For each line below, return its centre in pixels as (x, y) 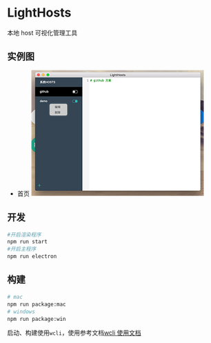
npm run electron (32, 257)
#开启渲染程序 (24, 234)
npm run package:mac (37, 304)
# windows (21, 312)
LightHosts (39, 13)
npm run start (28, 242)
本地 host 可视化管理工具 (42, 33)
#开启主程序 (22, 249)
